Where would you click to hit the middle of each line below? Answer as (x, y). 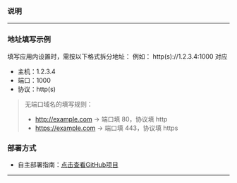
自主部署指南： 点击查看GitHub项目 (68, 165)
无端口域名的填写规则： (59, 104)
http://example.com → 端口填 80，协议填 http (101, 119)
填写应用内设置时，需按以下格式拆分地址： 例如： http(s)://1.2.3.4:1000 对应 (117, 56)
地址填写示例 (29, 40)
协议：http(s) (37, 89)
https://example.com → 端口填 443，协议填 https (107, 128)
